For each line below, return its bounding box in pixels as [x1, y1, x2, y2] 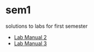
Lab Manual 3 [13, 40, 47, 47]
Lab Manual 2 [13, 34, 47, 40]
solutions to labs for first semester [5, 23, 88, 29]
